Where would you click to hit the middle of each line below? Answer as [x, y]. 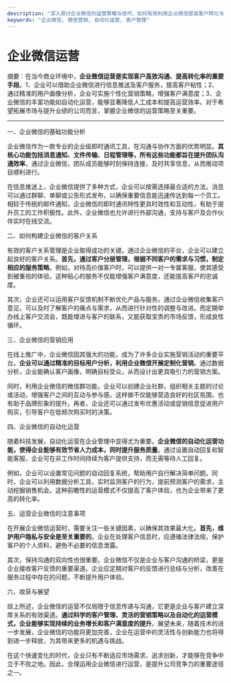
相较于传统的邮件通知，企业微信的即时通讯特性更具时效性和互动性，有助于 [112, 204]
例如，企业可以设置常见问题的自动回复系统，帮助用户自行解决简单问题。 [109, 473]
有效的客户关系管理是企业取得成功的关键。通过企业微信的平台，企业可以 [109, 250]
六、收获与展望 [28, 592]
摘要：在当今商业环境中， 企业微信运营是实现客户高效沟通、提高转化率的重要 [115, 76]
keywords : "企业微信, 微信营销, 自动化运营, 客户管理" [78, 20]
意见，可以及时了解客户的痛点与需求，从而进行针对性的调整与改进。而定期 [112, 308]
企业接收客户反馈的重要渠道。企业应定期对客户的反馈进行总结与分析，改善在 [115, 569]
